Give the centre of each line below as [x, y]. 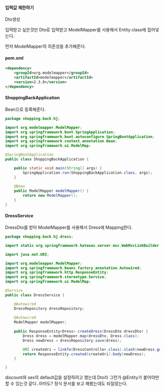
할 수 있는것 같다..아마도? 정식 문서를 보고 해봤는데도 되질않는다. [66, 384]
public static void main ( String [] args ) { [58, 168]
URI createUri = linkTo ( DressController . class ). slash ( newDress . [90, 349]
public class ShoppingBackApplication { [47, 159]
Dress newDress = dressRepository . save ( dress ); [72, 340]
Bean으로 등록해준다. [25, 109]
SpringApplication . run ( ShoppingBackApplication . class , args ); [88, 173]
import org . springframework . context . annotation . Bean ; [61, 141]
